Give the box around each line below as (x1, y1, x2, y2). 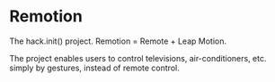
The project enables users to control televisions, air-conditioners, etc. (9, 53, 267, 63)
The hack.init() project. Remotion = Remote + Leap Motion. (9, 36, 227, 46)
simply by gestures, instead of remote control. (9, 62, 180, 73)
